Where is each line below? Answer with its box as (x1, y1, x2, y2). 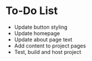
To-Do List (5, 4, 58, 18)
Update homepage (14, 29, 61, 36)
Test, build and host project (14, 48, 81, 55)
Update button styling (14, 23, 68, 30)
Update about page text (14, 36, 72, 43)
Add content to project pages (14, 42, 87, 49)
